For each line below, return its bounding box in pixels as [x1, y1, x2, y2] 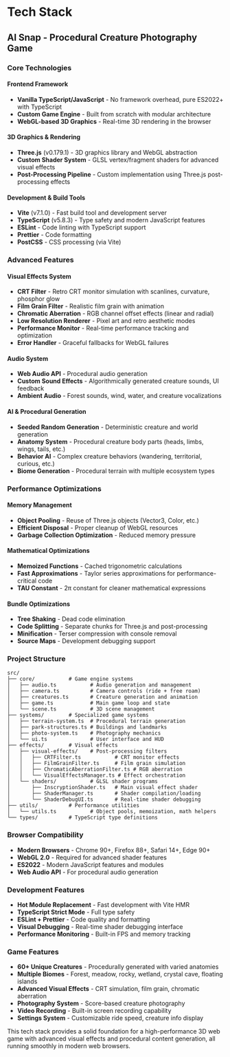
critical [16, 576, 36, 585]
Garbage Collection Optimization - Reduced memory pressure [16, 531, 196, 539]
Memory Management [7, 501, 72, 510]
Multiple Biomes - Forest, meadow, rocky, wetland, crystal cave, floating [16, 970, 223, 978]
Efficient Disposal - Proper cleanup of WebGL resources [16, 523, 179, 532]
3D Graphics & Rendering [7, 133, 81, 141]
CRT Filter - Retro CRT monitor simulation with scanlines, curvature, [16, 287, 210, 296]
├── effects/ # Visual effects [7, 742, 118, 749]
